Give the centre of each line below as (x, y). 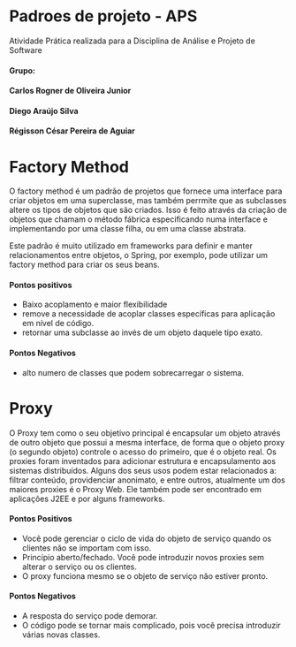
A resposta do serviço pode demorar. (90, 616)
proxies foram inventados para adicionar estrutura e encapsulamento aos (143, 461)
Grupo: (23, 70)
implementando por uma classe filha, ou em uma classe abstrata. (128, 229)
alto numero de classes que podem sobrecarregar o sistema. (133, 372)
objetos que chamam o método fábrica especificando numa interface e (138, 219)
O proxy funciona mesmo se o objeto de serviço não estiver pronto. (145, 575)
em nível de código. (58, 323)
